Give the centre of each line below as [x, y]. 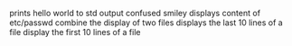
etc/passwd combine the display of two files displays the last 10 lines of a [146, 23]
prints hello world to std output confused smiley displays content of [135, 13]
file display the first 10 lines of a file [75, 32]
